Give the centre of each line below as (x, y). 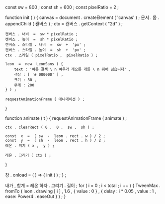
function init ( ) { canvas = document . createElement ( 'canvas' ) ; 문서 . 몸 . (82, 17)
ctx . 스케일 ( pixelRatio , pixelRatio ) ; (51, 55)
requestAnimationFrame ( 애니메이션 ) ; (45, 99)
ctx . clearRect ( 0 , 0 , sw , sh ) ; (50, 127)
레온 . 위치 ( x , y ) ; (30, 146)
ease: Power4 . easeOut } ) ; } (36, 196)
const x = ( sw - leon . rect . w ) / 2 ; (55, 136)
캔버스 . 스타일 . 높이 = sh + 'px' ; (45, 50)
